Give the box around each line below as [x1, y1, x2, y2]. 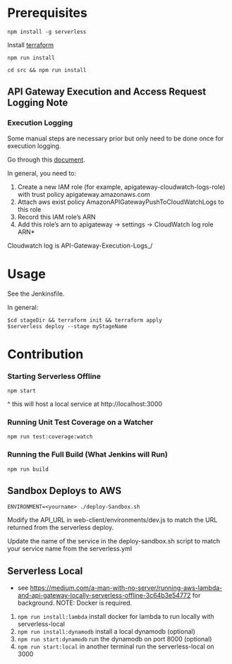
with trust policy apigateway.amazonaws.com [17, 190, 150, 198]
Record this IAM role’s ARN [17, 212, 97, 221]
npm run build [7, 466, 49, 473]
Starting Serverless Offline [7, 371, 101, 381]
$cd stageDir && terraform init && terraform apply [7, 316, 162, 324]
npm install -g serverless [7, 28, 87, 35]
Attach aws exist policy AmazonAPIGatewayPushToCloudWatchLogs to [17, 198, 224, 206]
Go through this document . [7, 155, 86, 164]
